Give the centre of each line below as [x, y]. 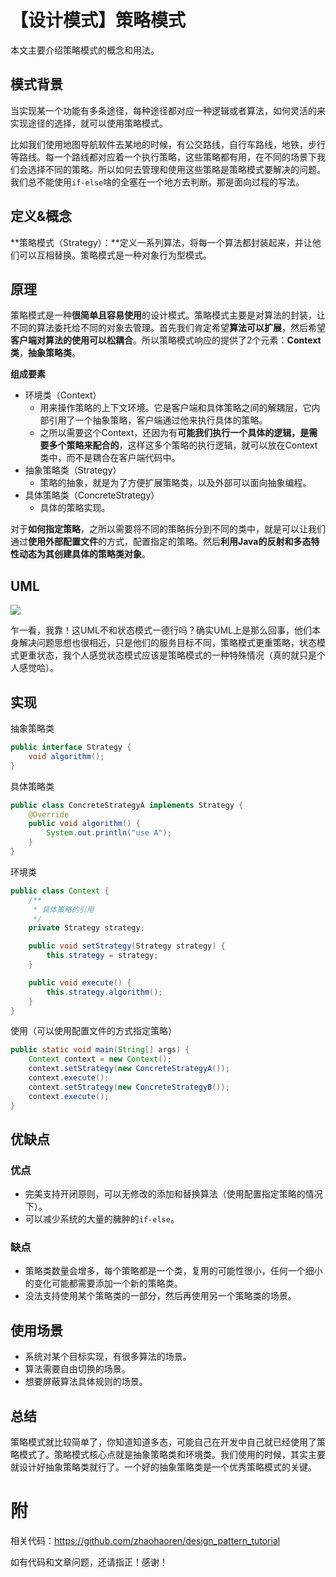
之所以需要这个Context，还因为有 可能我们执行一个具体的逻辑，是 [174, 433]
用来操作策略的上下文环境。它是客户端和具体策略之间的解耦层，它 [175, 408]
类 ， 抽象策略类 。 [45, 353]
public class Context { [60, 891]
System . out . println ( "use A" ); [109, 833]
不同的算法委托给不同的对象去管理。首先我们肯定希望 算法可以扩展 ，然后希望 [168, 328]
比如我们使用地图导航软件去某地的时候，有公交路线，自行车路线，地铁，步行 [168, 144]
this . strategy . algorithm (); [104, 992]
